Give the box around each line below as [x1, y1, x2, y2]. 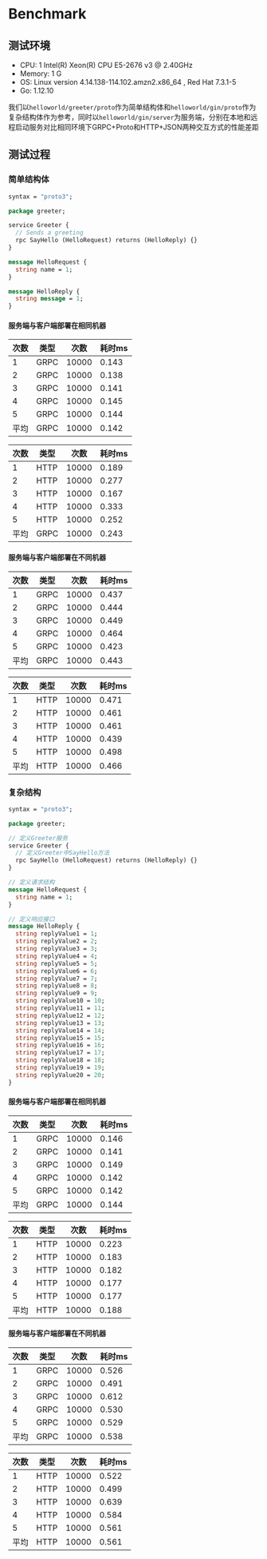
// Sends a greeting [15, 229, 84, 237]
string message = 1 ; [15, 295, 84, 303]
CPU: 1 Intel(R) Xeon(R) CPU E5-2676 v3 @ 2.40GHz [19, 61, 194, 70]
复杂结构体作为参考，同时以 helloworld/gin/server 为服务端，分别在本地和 [8, 113, 251, 122]
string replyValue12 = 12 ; [15, 1011, 105, 1019]
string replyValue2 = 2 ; [15, 937, 98, 946]
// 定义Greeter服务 [8, 834, 69, 842]
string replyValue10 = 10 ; [15, 997, 105, 1005]
